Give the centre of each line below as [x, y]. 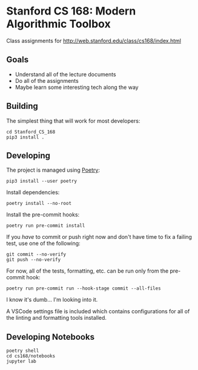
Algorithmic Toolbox [58, 24]
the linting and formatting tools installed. [57, 318]
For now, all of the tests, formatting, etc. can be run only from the [87, 271]
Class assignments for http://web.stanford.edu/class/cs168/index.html [94, 41]
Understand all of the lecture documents [65, 74]
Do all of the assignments [47, 80]
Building [22, 106]
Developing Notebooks [51, 337]
